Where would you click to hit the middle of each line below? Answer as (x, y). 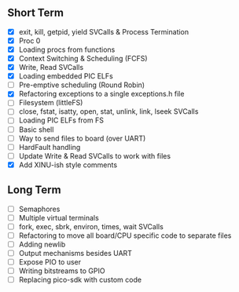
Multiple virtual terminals (59, 217)
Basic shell (36, 130)
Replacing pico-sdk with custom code (80, 280)
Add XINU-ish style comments (68, 165)
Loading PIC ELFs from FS (61, 120)
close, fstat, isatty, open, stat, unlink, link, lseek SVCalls (108, 111)
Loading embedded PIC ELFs (66, 76)
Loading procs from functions (67, 49)
